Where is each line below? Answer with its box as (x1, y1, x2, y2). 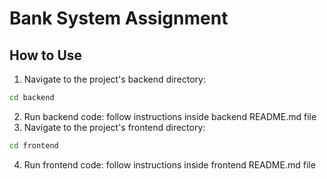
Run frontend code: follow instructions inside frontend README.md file (23, 158, 316, 171)
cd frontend (9, 140, 59, 151)
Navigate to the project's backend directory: (23, 73, 206, 85)
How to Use (9, 47, 83, 64)
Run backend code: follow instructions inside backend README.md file (23, 110, 317, 122)
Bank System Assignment (9, 7, 229, 30)
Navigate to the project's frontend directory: (23, 121, 206, 133)
